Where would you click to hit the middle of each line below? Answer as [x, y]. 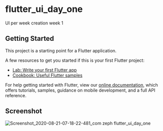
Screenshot [24, 111]
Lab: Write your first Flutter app [45, 70]
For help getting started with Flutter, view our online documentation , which [82, 85]
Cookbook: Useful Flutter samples [47, 75]
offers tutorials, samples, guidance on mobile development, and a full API [80, 90]
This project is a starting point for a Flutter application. [61, 50]
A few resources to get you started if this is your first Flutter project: [75, 60]
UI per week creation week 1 [34, 23]
